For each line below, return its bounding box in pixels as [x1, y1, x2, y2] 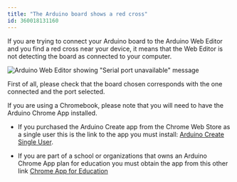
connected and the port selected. [7, 87, 105, 96]
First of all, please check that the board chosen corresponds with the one [7, 79, 223, 88]
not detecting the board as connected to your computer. [7, 51, 172, 61]
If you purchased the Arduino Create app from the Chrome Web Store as [17, 122, 231, 131]
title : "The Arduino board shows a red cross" [7, 10, 148, 18]
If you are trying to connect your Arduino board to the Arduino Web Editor [7, 36, 223, 45]
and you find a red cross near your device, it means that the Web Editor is [7, 44, 223, 53]
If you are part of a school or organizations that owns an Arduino [17, 151, 208, 160]
